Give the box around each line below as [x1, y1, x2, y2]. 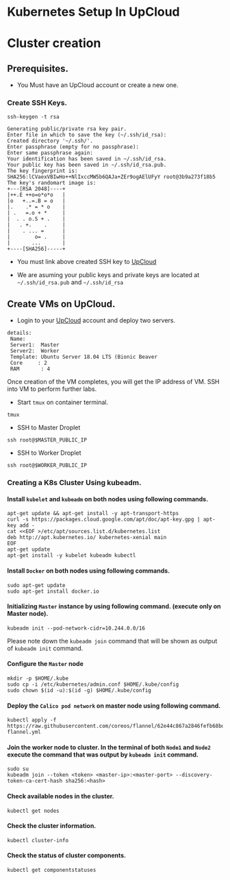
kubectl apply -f [7, 717, 57, 724]
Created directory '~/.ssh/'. [7, 138, 94, 145]
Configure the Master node [7, 660, 84, 668]
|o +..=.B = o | [7, 198, 66, 204]
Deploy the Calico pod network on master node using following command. [7, 701, 221, 710]
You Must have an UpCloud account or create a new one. [16, 81, 179, 89]
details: [7, 330, 32, 337]
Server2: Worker [10, 348, 60, 355]
